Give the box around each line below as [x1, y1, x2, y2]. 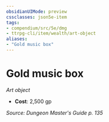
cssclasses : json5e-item [6, 14, 67, 20]
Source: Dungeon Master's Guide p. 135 [6, 109, 103, 116]
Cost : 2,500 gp [14, 98, 52, 105]
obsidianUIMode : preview [6, 8, 67, 15]
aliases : [6, 36, 28, 42]
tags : [6, 19, 19, 25]
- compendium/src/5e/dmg [6, 25, 67, 31]
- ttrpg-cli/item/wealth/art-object [6, 31, 96, 37]
